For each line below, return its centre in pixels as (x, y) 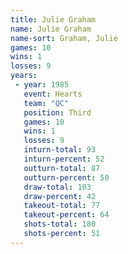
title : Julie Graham (53, 19)
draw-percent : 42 (60, 196)
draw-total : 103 (57, 187)
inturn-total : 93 (60, 150)
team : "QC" (46, 103)
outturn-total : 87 (62, 168)
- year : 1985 (42, 85)
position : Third (57, 112)
